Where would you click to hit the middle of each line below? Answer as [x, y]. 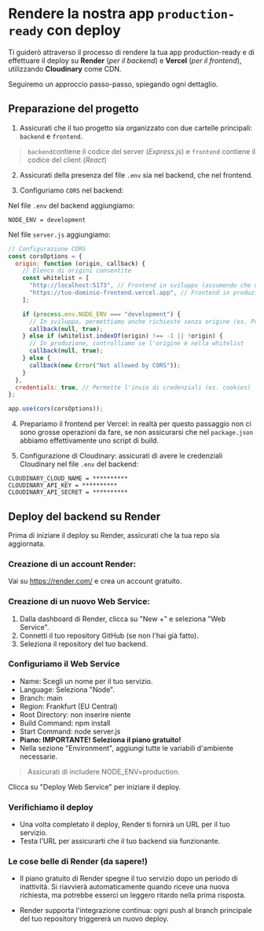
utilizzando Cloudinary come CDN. [65, 68]
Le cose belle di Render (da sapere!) [78, 862]
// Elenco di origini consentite [77, 271]
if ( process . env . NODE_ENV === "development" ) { [101, 314]
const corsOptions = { [45, 256]
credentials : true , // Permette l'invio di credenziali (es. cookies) [133, 387]
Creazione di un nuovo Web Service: [79, 602]
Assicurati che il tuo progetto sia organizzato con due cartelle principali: [136, 127]
